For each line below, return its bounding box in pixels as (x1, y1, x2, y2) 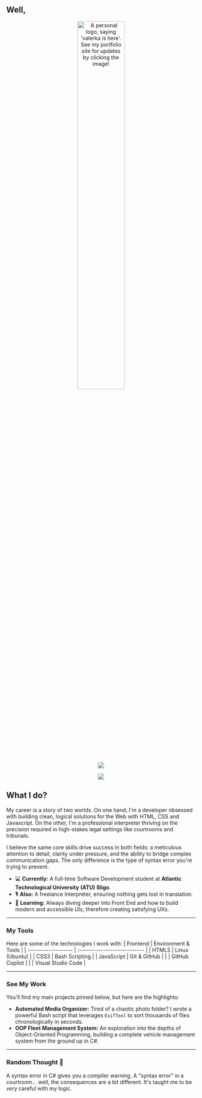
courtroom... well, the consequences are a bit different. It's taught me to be (6, 1078, 192, 1085)
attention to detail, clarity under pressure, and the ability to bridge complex (6, 850, 192, 857)
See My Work (6, 980, 46, 988)
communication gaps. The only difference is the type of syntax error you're (6, 857, 192, 864)
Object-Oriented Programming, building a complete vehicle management (14, 1031, 195, 1038)
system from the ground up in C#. (14, 1038, 99, 1045)
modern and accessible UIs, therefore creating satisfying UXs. (14, 905, 170, 913)
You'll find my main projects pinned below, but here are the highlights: (6, 994, 179, 1001)
